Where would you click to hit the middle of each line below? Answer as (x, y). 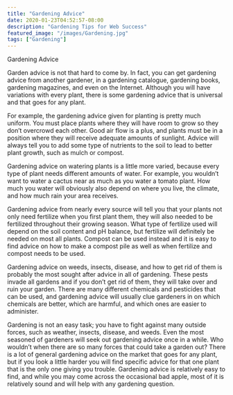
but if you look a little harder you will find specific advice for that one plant (113, 362)
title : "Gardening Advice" (46, 14)
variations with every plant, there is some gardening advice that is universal (115, 95)
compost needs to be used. (46, 254)
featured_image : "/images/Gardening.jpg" (68, 33)
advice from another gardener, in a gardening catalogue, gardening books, (114, 80)
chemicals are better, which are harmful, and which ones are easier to (107, 304)
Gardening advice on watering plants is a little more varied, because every (113, 166)
